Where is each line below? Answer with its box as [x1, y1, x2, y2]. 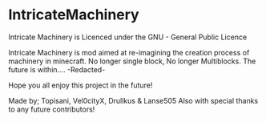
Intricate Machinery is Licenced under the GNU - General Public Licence [8, 32, 248, 42]
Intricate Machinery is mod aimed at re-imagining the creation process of [8, 47, 250, 57]
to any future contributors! [8, 104, 95, 114]
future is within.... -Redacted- [8, 64, 106, 74]
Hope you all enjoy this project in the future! [8, 80, 153, 90]
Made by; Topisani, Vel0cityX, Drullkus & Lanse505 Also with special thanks [8, 96, 259, 105]
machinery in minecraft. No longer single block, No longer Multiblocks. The [8, 56, 256, 66]
